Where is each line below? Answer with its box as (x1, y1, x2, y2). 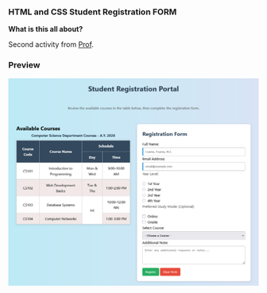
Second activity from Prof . (8, 40, 94, 49)
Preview (8, 60, 41, 71)
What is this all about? (8, 25, 83, 34)
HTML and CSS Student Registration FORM (8, 6, 177, 17)
